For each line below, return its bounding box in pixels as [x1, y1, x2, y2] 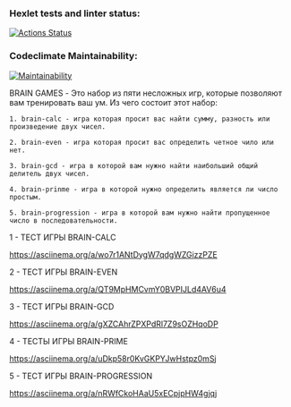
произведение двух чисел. [9, 122, 106, 131]
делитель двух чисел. [9, 169, 90, 178]
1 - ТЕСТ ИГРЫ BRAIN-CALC [9, 232, 116, 242]
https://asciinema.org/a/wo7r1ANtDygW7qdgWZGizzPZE [9, 249, 218, 259]
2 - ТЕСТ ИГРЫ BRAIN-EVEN [9, 267, 118, 277]
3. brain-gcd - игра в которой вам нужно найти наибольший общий [9, 161, 258, 170]
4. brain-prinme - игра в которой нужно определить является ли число [9, 184, 278, 194]
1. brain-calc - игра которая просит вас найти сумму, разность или [9, 114, 270, 123]
